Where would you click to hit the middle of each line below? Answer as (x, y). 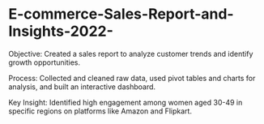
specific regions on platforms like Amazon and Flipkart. (100, 111)
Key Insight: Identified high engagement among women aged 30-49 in (126, 102)
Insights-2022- (61, 31)
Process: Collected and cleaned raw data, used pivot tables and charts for (132, 78)
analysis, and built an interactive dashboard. (82, 87)
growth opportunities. (45, 62)
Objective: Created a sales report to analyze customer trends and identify (131, 53)
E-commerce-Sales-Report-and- (121, 14)
